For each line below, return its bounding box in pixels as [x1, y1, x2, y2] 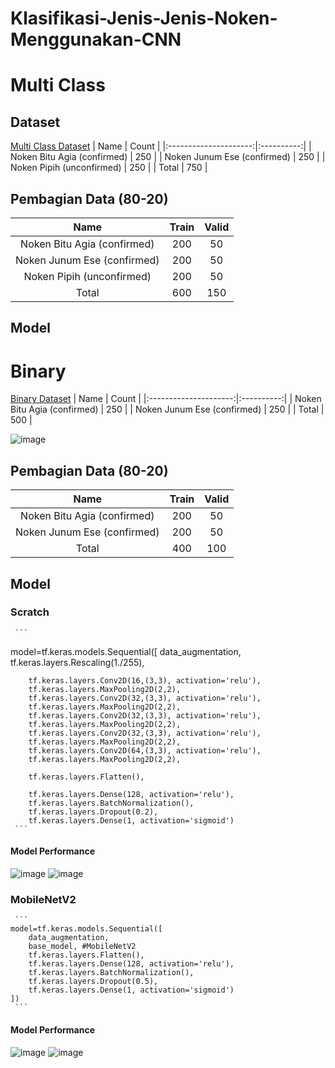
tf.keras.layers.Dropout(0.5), [28, 977, 159, 987]
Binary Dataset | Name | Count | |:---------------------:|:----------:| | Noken [10, 393, 322, 405]
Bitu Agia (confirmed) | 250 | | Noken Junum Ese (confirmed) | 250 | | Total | [10, 403, 325, 416]
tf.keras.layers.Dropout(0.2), [28, 807, 159, 817]
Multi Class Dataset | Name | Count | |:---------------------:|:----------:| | [10, 140, 312, 152]
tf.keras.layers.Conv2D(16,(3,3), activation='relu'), [28, 675, 262, 686]
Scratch [10, 605, 50, 619]
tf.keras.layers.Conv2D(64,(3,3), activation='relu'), [28, 745, 262, 756]
